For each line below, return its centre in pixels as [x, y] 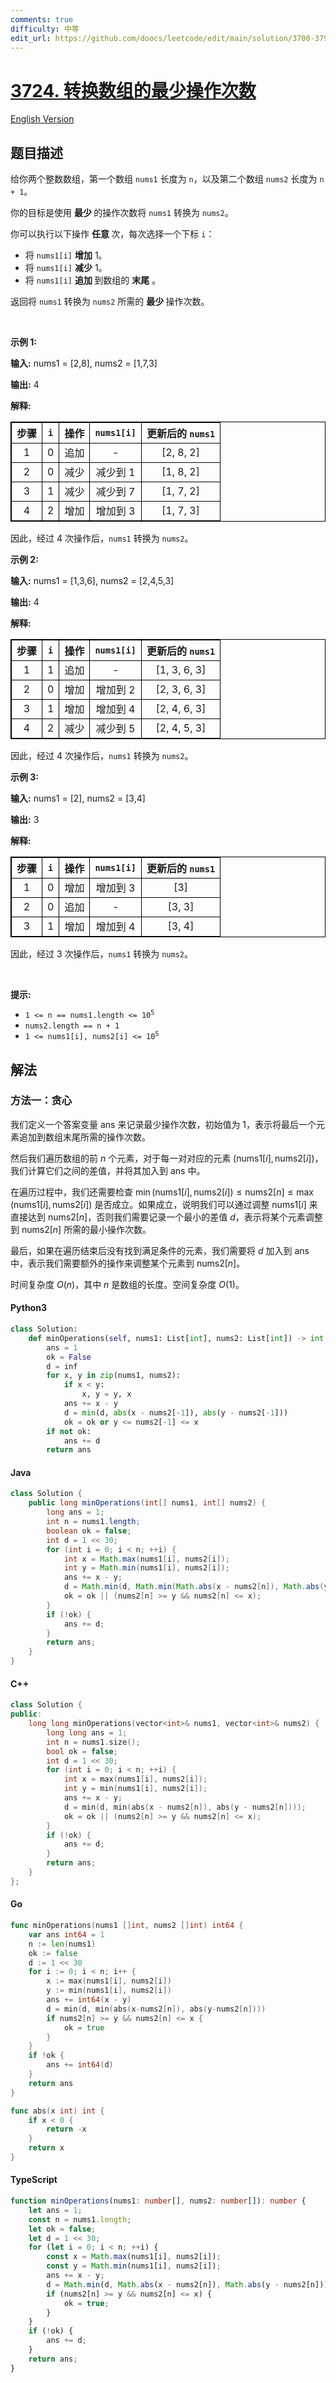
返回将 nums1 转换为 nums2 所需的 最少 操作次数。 [110, 302]
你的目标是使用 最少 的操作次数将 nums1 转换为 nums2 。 [122, 213]
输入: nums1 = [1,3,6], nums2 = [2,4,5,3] [92, 581]
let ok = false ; [62, 2229]
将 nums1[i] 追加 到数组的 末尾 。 [93, 280]
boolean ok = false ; [89, 1531]
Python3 [28, 1308]
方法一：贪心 [41, 1101]
